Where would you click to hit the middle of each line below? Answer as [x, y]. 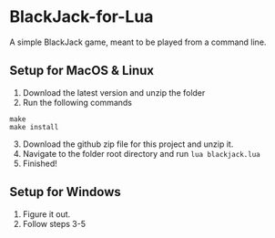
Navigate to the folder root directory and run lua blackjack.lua [142, 153]
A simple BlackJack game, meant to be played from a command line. [138, 42]
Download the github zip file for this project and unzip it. [128, 144]
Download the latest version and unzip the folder [114, 92]
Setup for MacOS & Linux [82, 71]
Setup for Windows [65, 192]
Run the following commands [77, 102]
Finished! [40, 163]
